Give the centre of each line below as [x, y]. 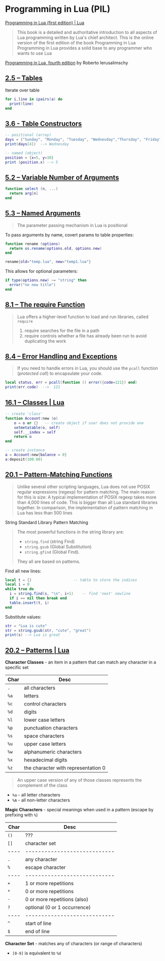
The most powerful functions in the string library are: [70, 532]
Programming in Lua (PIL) [58, 9]
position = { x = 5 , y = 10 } [29, 158]
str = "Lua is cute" [26, 626]
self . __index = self [35, 432]
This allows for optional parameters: [41, 271]
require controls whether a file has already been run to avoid [86, 335]
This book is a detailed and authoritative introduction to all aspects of [87, 32]
